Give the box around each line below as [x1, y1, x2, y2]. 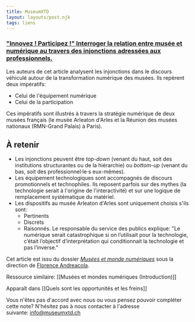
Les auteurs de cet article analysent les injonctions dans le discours [6, 68, 172, 75]
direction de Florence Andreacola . [6, 262, 90, 269]
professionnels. [6, 54, 53, 62]
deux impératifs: [6, 80, 46, 87]
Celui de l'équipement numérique [14, 92, 97, 99]
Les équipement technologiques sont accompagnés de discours [14, 174, 172, 182]
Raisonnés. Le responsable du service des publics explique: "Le [23, 225, 180, 232]
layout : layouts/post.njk [6, 14, 70, 20]
